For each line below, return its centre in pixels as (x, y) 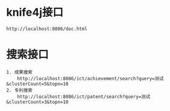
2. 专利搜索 (20, 90)
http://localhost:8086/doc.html (47, 29)
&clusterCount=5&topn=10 (37, 84)
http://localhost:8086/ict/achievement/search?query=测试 (90, 78)
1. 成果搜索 (20, 72)
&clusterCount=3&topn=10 (37, 102)
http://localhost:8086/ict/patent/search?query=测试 (84, 97)
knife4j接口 (35, 12)
